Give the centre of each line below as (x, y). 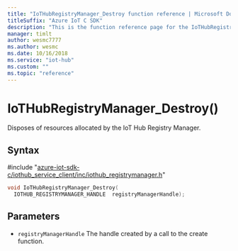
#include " (22, 167)
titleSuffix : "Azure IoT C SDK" (55, 21)
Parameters (34, 217)
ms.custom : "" (28, 67)
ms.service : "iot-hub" (41, 60)
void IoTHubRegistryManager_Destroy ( (63, 188)
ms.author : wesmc (33, 47)
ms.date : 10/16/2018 (38, 54)
